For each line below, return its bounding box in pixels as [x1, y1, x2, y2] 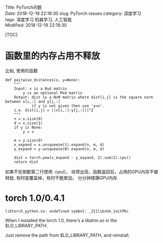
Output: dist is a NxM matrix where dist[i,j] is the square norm [14, 95, 153, 100]
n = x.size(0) [14, 116, 43, 121]
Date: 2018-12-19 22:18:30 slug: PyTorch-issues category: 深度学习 [5, 10, 141, 16]
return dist [14, 159, 38, 164]
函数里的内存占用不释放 [5, 51, 100, 62]
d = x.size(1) [14, 120, 43, 126]
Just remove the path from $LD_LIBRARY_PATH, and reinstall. [5, 232, 130, 238]
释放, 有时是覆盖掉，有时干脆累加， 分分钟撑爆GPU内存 [5, 174, 117, 181]
